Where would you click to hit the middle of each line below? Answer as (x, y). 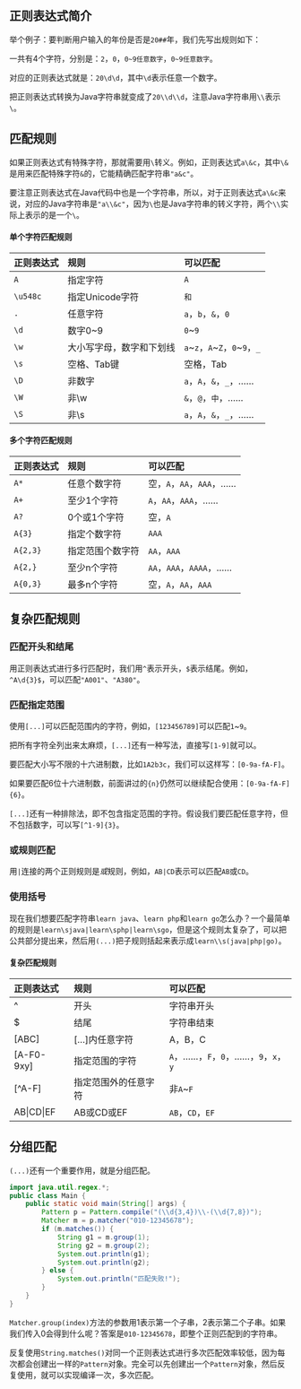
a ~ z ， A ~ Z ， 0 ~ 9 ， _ (223, 347)
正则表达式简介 (51, 16)
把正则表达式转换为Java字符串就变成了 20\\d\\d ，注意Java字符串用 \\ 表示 (145, 96)
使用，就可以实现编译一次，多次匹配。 (87, 1375)
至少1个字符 (93, 500)
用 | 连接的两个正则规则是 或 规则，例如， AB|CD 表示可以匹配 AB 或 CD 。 (131, 872)
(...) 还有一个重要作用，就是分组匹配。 (82, 1170)
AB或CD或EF (100, 1112)
